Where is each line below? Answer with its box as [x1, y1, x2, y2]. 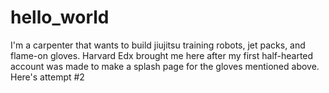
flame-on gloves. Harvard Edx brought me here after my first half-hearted [10, 49, 314, 61]
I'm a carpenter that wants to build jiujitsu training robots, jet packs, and [10, 39, 306, 51]
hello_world [10, 6, 110, 29]
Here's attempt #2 [10, 71, 85, 83]
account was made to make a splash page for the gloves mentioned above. [10, 60, 320, 72]
